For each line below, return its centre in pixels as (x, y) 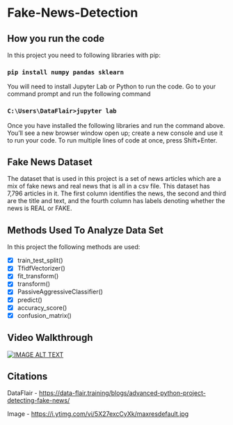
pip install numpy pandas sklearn (65, 72)
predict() (30, 300)
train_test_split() (40, 260)
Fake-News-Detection (73, 13)
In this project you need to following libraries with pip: (84, 55)
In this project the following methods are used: (74, 247)
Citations (27, 376)
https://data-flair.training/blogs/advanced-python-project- (122, 393)
